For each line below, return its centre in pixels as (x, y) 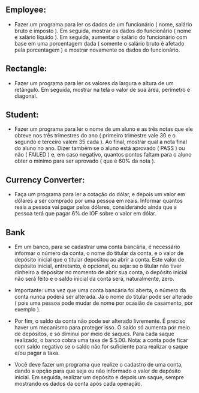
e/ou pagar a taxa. (37, 353)
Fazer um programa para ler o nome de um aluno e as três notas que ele (103, 129)
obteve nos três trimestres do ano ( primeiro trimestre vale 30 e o (95, 136)
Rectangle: (26, 69)
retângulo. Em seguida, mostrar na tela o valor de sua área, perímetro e (102, 89)
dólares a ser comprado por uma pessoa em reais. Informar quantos (99, 201)
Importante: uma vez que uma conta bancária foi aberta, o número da (100, 290)
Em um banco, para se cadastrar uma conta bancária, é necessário (97, 247)
